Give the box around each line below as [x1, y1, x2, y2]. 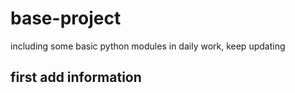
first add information [10, 69, 142, 86]
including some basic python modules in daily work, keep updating [10, 40, 286, 52]
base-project [10, 7, 122, 30]
